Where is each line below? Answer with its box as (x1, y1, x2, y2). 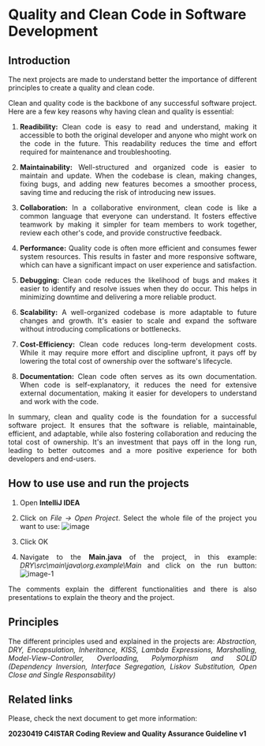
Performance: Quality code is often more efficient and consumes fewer (19, 243, 257, 253)
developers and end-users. (8, 454, 96, 463)
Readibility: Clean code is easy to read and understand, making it (19, 122, 257, 131)
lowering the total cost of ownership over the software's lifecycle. (19, 357, 233, 366)
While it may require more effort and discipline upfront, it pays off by (19, 348, 257, 357)
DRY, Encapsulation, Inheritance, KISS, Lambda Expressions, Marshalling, (8, 645, 257, 654)
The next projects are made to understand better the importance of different (8, 75, 257, 84)
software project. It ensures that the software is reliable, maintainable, (8, 421, 257, 429)
